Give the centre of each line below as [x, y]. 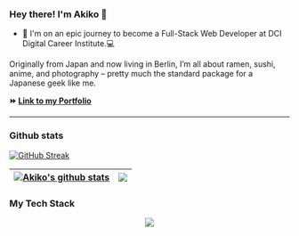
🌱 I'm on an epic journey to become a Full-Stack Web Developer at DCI [152, 34]
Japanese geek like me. [53, 83]
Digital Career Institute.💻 [69, 44]
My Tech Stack [42, 203]
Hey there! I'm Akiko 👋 [58, 14]
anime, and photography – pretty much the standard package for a [131, 74]
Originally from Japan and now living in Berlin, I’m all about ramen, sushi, [142, 64]
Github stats [36, 135]
